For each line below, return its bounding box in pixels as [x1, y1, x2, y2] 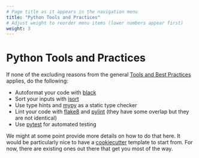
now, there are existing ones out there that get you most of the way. [6, 145, 173, 153]
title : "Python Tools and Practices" [6, 14, 101, 20]
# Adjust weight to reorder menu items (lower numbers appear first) [6, 20, 184, 26]
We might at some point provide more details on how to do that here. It [6, 132, 181, 139]
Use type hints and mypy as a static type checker [14, 102, 137, 109]
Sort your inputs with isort [14, 95, 79, 102]
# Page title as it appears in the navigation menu [6, 8, 138, 15]
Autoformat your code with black [14, 89, 97, 96]
